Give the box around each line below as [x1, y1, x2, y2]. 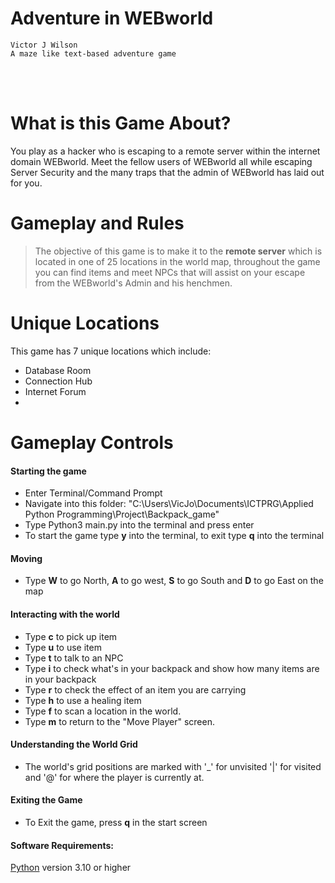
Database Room [24, 364, 92, 376]
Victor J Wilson [10, 40, 78, 50]
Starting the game [10, 465, 87, 477]
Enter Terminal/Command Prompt [24, 487, 163, 499]
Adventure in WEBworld [10, 7, 214, 30]
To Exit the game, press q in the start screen [24, 816, 208, 828]
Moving [10, 552, 43, 564]
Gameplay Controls [10, 431, 174, 454]
